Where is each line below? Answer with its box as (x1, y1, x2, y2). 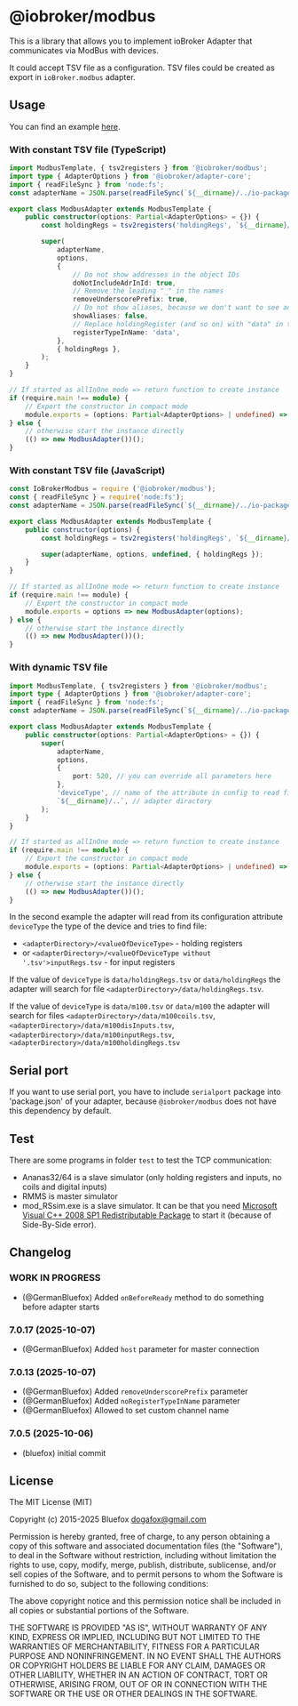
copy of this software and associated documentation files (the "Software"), (9, 1541, 284, 1551)
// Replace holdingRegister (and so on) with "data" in (72, 319, 284, 328)
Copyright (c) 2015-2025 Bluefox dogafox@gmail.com (9, 1514, 207, 1525)
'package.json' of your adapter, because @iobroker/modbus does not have (9, 1096, 277, 1106)
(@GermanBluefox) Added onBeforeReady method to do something (21, 1292, 264, 1302)
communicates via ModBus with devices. (9, 44, 160, 55)
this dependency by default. (9, 1106, 113, 1116)
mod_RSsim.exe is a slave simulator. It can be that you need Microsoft (21, 1201, 278, 1211)
